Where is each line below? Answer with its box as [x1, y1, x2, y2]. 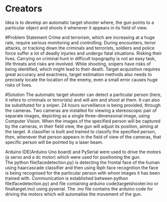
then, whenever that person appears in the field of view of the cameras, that [5, 134, 162, 140]
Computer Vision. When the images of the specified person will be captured [5, 118, 161, 124]
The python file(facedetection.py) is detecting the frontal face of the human [5, 159, 160, 165]
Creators [5, 3, 42, 14]
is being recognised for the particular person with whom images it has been [5, 170, 160, 176]
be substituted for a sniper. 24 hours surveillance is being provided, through [5, 102, 161, 108]
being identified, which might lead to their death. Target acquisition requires [5, 66, 161, 72]
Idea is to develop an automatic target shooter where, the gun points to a [5, 19, 154, 25]
